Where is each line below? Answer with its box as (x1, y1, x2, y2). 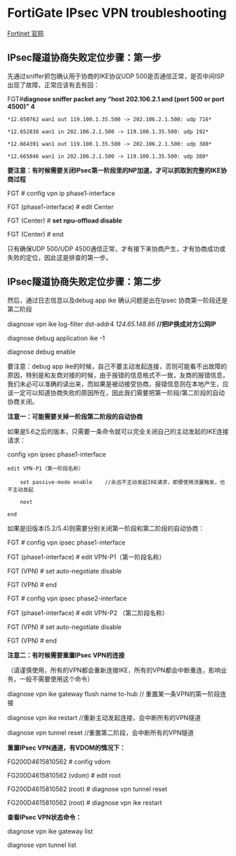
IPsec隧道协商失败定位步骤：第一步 (7, 51, 162, 64)
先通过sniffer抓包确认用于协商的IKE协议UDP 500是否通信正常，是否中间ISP (7, 72, 225, 80)
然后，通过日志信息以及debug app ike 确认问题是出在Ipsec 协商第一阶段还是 (7, 296, 228, 304)
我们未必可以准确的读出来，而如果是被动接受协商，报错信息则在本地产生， (7, 379, 223, 388)
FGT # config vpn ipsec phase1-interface (7, 538, 126, 547)
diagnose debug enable (7, 347, 76, 356)
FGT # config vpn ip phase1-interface (7, 189, 116, 197)
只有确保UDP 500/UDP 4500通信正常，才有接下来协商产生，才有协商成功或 (7, 244, 226, 253)
